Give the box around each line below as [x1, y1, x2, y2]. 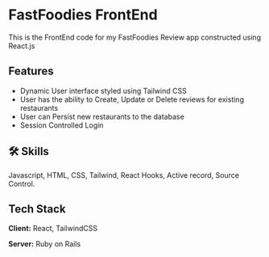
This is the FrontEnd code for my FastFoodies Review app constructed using [8, 32, 262, 42]
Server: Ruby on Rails [8, 239, 81, 249]
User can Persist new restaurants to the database [19, 112, 185, 121]
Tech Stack [8, 202, 66, 216]
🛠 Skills [8, 145, 50, 158]
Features [8, 65, 54, 78]
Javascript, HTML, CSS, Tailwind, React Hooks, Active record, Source [8, 170, 240, 179]
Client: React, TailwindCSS [8, 224, 98, 234]
